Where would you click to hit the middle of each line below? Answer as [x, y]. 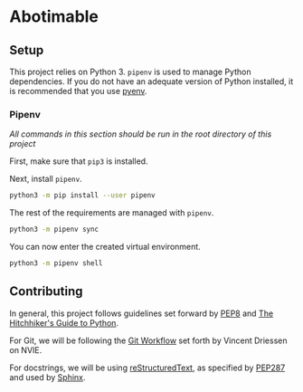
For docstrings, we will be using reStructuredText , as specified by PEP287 [147, 368]
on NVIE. [26, 349]
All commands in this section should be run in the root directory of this [141, 134]
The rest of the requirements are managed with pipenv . [112, 213]
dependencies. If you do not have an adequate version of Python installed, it [151, 81]
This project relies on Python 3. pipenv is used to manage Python [130, 72]
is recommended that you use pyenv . [78, 91]
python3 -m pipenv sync [54, 229]
